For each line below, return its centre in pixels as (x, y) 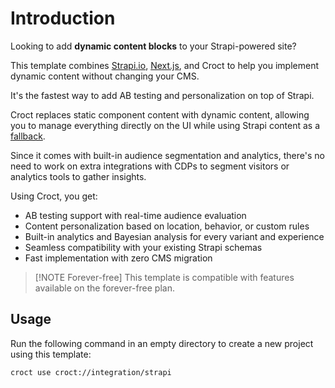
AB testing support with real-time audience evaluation (135, 215)
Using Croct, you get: (54, 196)
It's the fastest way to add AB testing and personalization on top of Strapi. (162, 95)
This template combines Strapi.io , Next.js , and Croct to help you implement (165, 65)
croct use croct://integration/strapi (91, 372)
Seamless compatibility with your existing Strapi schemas (143, 247)
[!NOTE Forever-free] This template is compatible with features (164, 277)
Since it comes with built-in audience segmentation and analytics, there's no (167, 155)
